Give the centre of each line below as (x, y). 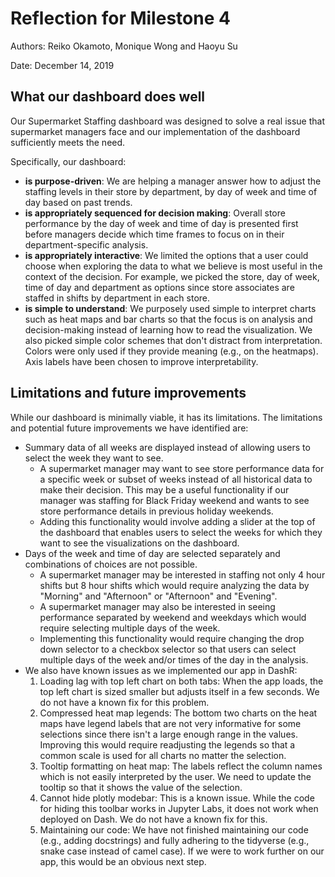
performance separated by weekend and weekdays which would (173, 617)
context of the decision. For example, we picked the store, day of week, (172, 276)
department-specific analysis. (86, 244)
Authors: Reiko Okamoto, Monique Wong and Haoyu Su (124, 46)
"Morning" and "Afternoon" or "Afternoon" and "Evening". (158, 596)
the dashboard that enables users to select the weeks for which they (181, 532)
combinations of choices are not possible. (111, 564)
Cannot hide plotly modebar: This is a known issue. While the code (177, 798)
